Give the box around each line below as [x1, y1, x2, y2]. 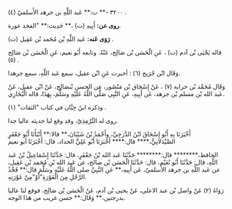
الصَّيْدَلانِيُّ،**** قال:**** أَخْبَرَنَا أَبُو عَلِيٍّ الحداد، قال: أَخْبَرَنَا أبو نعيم [8, 137, 176, 145]
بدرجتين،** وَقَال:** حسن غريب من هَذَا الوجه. [8, 194, 126, 201]
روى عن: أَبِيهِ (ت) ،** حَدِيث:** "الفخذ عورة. [8, 21, 122, 29]
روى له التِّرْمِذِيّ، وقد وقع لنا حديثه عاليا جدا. [8, 116, 119, 125]
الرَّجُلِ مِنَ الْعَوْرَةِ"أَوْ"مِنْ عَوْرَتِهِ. [8, 173, 87, 181]
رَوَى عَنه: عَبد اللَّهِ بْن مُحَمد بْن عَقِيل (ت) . [8, 35, 114, 43]
